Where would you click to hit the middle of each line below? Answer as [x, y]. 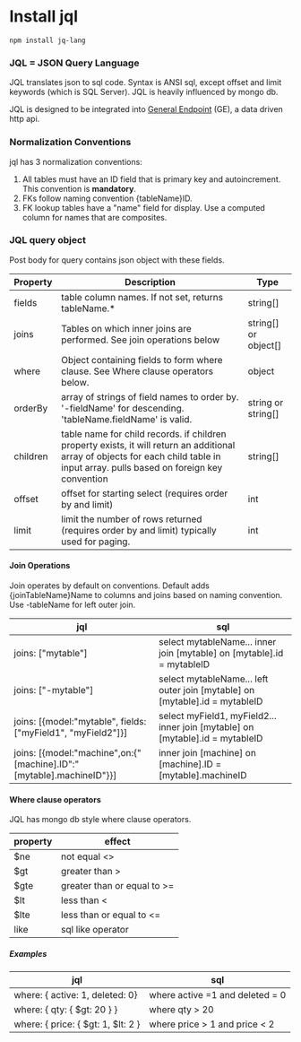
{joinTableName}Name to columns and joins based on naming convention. [146, 595]
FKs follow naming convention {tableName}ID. [107, 198]
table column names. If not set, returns [142, 297]
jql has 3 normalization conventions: [76, 161]
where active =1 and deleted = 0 [218, 995]
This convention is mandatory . [79, 188]
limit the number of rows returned [132, 519]
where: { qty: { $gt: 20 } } [66, 1010]
